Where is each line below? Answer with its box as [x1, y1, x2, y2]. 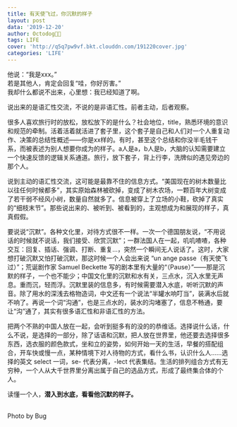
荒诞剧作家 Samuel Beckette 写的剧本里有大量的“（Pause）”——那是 [25, 262, 219, 271]
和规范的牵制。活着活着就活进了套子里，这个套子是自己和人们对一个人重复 [7, 127, 224, 135]
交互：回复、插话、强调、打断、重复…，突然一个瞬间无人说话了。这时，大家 [7, 245, 229, 253]
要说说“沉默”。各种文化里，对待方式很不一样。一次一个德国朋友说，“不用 [7, 227, 220, 235]
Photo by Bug [7, 411, 47, 420]
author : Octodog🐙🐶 [7, 30, 61, 37]
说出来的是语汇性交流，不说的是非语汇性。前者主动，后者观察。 [7, 103, 193, 111]
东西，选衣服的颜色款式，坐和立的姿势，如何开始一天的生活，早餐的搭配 [7, 339, 217, 348]
